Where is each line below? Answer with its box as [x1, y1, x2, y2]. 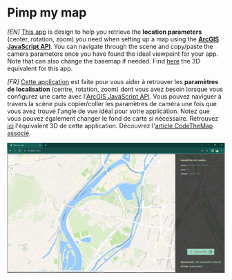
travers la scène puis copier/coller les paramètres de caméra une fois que [7, 99, 217, 108]
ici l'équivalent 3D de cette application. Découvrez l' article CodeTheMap [7, 121, 213, 130]
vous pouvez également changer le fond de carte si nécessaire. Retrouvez [7, 114, 219, 122]
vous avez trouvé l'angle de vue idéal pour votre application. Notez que [7, 107, 211, 115]
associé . [7, 129, 31, 137]
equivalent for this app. [7, 64, 73, 72]
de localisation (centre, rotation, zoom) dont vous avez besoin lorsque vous [7, 85, 223, 93]
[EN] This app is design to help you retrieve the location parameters [7, 28, 202, 36]
